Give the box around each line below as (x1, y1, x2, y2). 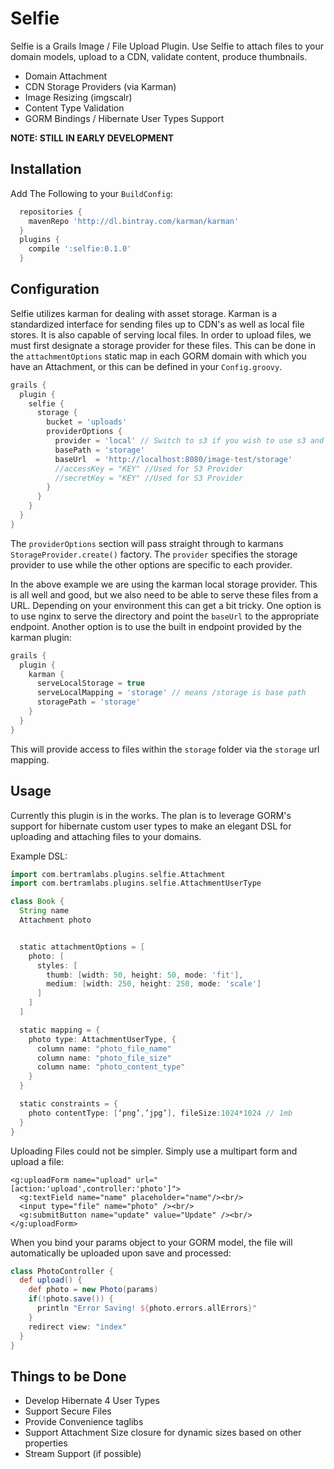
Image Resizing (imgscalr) (24, 91, 133, 103)
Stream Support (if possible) (24, 1448, 142, 1460)
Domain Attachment (24, 70, 108, 82)
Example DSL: (10, 850, 68, 862)
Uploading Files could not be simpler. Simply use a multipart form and (10, 1145, 298, 1157)
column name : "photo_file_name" (36, 1043, 172, 1054)
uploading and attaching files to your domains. (10, 830, 202, 842)
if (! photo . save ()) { (28, 1294, 114, 1304)
